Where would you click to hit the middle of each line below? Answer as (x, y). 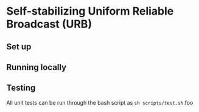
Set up (19, 47)
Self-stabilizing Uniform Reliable (90, 11)
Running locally (37, 67)
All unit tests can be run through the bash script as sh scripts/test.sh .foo (100, 102)
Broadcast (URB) (49, 24)
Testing (21, 88)
